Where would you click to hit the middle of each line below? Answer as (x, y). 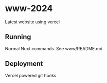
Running (18, 37)
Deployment (24, 64)
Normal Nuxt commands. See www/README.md (54, 48)
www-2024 (29, 8)
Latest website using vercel (32, 22)
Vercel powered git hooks (31, 75)
